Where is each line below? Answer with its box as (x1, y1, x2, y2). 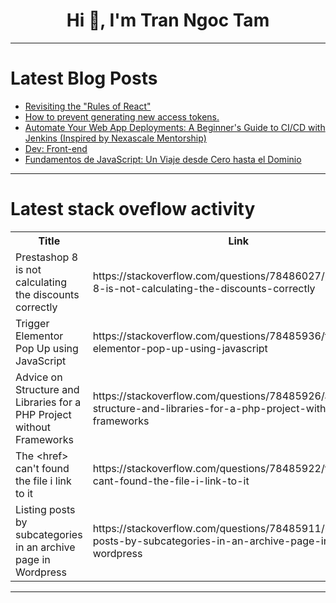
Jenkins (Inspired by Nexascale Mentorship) (24, 132, 207, 144)
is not (15, 262, 42, 276)
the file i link (15, 474, 72, 488)
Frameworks (15, 432, 74, 446)
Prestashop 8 (15, 250, 79, 264)
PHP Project (15, 407, 72, 421)
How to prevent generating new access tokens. (24, 110, 220, 123)
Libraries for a (15, 395, 82, 409)
